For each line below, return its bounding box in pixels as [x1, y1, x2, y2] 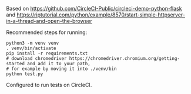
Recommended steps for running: [6, 29, 88, 36]
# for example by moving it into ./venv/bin [6, 66, 117, 72]
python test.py [6, 71, 43, 77]
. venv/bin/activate [6, 45, 57, 51]
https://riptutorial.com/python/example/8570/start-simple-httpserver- [16, 11, 186, 18]
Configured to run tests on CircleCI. [6, 82, 92, 88]
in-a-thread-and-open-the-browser [6, 18, 92, 24]
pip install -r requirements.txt [6, 51, 88, 56]
